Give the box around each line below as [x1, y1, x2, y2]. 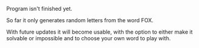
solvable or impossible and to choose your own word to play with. [6, 35, 171, 41]
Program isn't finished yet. [6, 5, 73, 12]
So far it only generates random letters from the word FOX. [6, 17, 154, 23]
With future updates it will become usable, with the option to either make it [6, 28, 193, 35]
